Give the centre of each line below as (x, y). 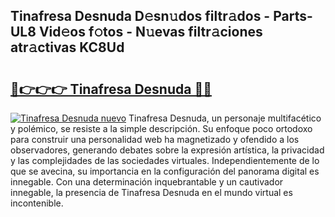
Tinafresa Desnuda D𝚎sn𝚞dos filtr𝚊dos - (140, 16)
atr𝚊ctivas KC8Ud (67, 47)
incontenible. (37, 203)
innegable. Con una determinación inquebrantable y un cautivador (147, 182)
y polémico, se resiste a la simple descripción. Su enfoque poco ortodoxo (161, 128)
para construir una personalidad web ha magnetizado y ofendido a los (155, 139)
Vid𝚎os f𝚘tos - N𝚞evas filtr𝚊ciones (150, 32)
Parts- (293, 16)
